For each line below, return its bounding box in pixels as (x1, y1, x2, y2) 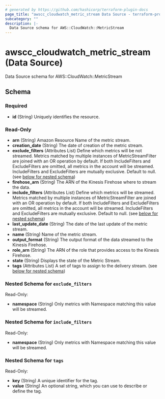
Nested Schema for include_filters (5, 319, 92, 326)
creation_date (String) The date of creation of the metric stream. (12, 142, 143, 148)
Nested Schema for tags (5, 357, 64, 364)
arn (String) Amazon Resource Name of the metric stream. (12, 137, 131, 143)
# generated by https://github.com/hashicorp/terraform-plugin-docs (5, 7, 148, 12)
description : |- (5, 21, 38, 26)
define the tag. (12, 388, 42, 394)
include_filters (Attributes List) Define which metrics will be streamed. (12, 190, 155, 196)
